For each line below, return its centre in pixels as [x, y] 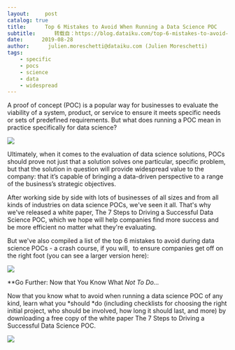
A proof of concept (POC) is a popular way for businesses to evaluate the [113, 105]
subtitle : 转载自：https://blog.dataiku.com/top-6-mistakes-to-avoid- [118, 33]
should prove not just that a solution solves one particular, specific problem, [116, 162]
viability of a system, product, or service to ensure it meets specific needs [114, 113]
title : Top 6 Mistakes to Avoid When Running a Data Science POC [112, 27]
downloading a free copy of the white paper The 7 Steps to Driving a [106, 318]
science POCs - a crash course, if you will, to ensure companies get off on [115, 248]
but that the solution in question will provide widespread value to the [106, 169]
